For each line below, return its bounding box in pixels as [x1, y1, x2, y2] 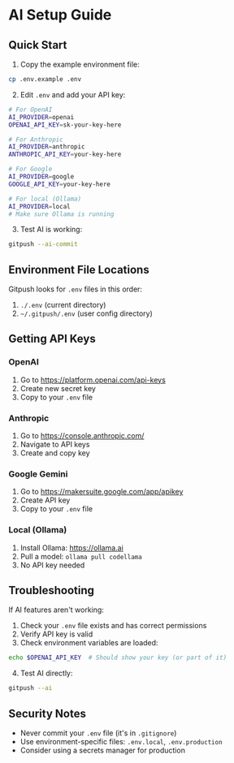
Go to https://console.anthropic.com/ [19, 431, 145, 441]
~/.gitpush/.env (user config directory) [19, 308, 153, 318]
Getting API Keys [8, 332, 96, 346]
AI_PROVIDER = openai [8, 113, 75, 121]
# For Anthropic [8, 136, 63, 144]
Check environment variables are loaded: [19, 638, 158, 648]
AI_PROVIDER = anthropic [8, 143, 85, 151]
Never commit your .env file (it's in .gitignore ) [19, 728, 177, 738]
